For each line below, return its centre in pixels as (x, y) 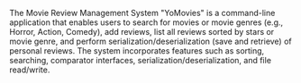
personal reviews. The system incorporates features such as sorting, (137, 51)
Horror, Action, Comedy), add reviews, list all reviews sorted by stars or (142, 32)
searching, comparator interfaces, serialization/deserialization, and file (141, 60)
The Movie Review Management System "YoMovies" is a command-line (142, 13)
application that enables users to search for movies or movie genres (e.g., (146, 22)
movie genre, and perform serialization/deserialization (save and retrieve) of (150, 41)
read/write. (30, 70)
